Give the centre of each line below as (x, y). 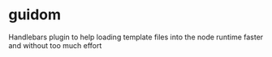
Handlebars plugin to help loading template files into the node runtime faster (136, 37)
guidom (35, 15)
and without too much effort (55, 45)
